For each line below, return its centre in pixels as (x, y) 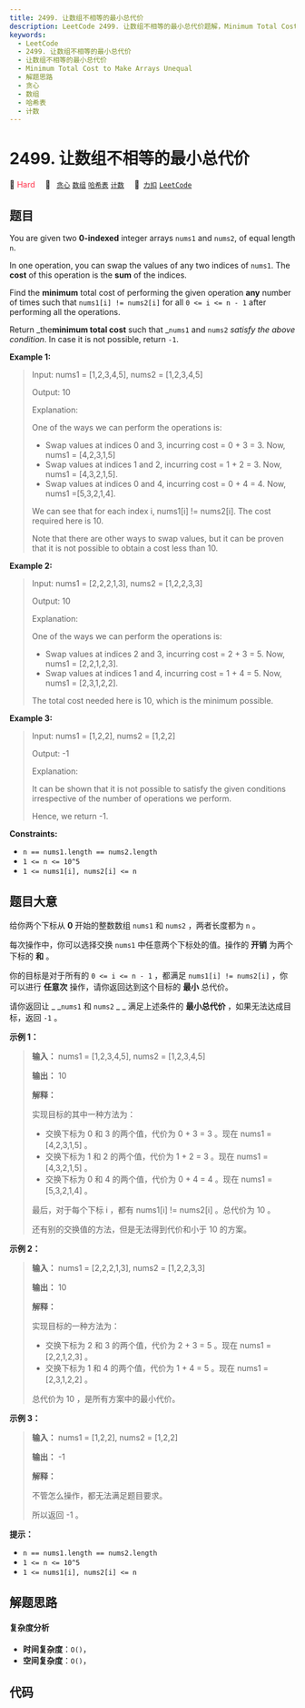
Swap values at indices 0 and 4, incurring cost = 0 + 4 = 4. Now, (166, 484)
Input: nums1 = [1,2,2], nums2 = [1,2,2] (103, 736)
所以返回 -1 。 (57, 1515)
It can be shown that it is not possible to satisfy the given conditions (158, 789)
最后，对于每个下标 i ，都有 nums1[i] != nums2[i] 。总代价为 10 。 (153, 1210)
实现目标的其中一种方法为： (84, 1114)
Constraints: (34, 834)
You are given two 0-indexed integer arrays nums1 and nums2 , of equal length (152, 238)
